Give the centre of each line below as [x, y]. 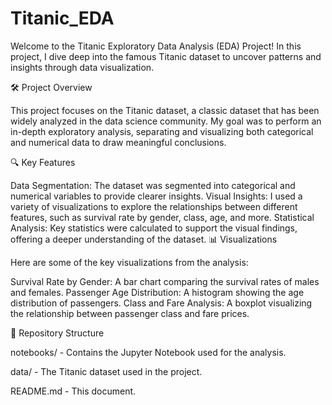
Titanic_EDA [62, 18]
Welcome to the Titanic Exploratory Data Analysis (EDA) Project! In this [156, 46]
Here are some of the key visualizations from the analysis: [129, 262]
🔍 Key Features [43, 162]
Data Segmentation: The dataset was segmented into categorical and [153, 185]
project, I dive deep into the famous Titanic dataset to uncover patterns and [166, 56]
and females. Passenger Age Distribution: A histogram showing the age [157, 292]
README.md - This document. [73, 391]
